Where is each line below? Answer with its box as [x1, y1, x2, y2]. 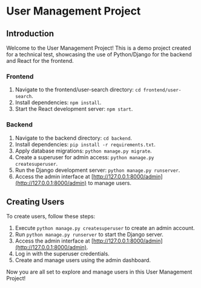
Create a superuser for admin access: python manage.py [15, 153, 154, 161]
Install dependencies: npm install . [15, 99, 102, 106]
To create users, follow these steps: [6, 213, 96, 220]
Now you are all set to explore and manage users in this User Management [6, 268, 193, 276]
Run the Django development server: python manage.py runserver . [15, 166, 180, 174]
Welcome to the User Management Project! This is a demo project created [6, 44, 191, 51]
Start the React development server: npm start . [15, 105, 133, 113]
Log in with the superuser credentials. [15, 250, 110, 258]
